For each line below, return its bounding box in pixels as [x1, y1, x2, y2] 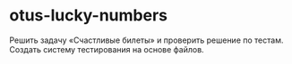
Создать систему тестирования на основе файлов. [9, 44, 204, 54]
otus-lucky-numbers [9, 5, 168, 26]
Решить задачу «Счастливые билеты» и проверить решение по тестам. [9, 35, 284, 45]
